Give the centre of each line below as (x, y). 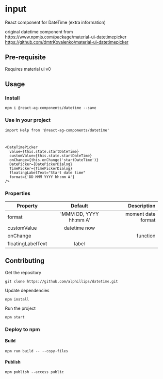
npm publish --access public (34, 372)
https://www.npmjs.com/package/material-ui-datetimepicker (66, 37)
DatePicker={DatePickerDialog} (41, 164)
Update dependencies (27, 290)
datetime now (80, 228)
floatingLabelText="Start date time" (48, 173)
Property (27, 206)
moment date (140, 214)
